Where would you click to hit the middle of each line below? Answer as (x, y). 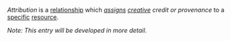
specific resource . (33, 17)
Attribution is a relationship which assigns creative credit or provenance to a (116, 10)
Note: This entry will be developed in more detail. (77, 30)
